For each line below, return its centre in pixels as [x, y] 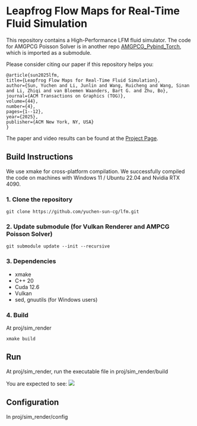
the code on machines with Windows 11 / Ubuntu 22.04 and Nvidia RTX [93, 177]
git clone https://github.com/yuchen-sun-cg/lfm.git [73, 212]
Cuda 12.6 [27, 287]
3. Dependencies [31, 261]
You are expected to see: [36, 383]
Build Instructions [40, 157]
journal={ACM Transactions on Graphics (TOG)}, [66, 96]
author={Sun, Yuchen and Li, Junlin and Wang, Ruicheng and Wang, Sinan [98, 85]
